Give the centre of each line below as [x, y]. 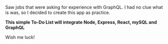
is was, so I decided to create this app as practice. [58, 12]
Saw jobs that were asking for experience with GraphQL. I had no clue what [84, 7]
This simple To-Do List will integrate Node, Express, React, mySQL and [81, 22]
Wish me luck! [20, 37]
